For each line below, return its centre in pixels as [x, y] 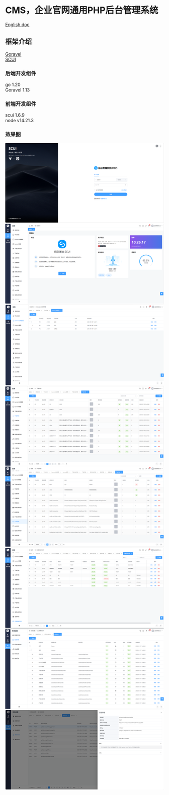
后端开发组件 [21, 73]
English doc [17, 24]
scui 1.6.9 [15, 115]
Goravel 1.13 [18, 90]
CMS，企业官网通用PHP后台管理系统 [82, 10]
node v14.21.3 [20, 121]
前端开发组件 [21, 104]
